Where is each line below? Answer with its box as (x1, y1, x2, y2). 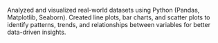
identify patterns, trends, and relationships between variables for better (7, 21, 211, 28)
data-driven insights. (7, 28, 66, 36)
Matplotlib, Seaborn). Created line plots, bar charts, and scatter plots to (7, 13, 210, 21)
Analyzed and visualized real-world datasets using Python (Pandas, (7, 6, 200, 14)
